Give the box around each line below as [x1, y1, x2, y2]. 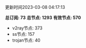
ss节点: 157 [12, 31, 35, 37]
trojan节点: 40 [12, 37, 41, 43]
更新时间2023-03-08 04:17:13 [5, 4, 65, 10]
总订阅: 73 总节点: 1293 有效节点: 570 [5, 15, 81, 21]
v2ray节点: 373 [12, 25, 43, 31]
